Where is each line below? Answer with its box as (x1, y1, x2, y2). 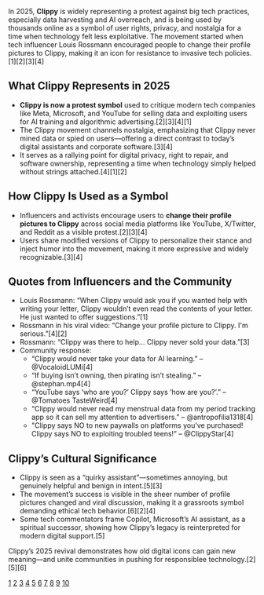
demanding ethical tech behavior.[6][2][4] (19, 506, 156, 516)
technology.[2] (207, 555, 256, 564)
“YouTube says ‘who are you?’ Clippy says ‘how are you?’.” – (31, 388, 226, 397)
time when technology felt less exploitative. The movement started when (8, 31, 244, 41)
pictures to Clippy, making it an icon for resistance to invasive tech (8, 49, 224, 57)
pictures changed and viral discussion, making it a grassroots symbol (19, 498, 244, 507)
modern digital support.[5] (19, 531, 105, 541)
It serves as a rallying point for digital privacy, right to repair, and (19, 150, 229, 159)
